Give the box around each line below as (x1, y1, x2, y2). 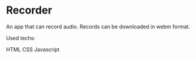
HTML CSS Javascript (6, 45, 60, 53)
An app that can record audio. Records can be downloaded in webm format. (6, 23, 190, 30)
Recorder (6, 4, 52, 17)
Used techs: (6, 34, 35, 41)
